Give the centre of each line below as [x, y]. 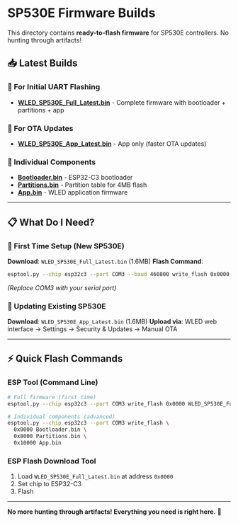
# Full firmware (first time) [52, 397]
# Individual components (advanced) [61, 416]
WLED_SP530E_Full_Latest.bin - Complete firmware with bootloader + [122, 102]
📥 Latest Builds [42, 63]
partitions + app [41, 110]
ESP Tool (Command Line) [53, 382]
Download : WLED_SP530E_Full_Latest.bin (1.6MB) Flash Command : [106, 261]
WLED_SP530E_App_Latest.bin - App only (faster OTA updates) [112, 144]
